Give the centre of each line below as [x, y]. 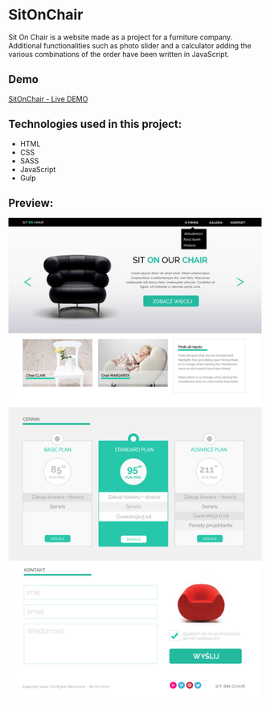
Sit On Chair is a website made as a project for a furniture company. [121, 37]
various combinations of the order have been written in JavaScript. [119, 54]
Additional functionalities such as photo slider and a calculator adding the [130, 45]
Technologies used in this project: [95, 124]
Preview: [31, 203]
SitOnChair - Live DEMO [48, 99]
